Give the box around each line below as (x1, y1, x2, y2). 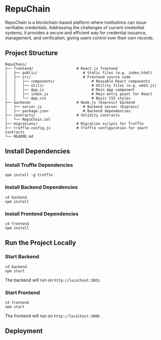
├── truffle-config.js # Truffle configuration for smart (5, 125, 148, 130)
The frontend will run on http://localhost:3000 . (5, 313, 101, 319)
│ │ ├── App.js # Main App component (5, 87, 135, 92)
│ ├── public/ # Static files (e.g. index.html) (5, 70, 152, 75)
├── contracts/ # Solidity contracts (5, 113, 120, 117)
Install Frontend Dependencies (5, 210, 79, 217)
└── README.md (5, 134, 34, 139)
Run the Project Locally (5, 239, 76, 247)
